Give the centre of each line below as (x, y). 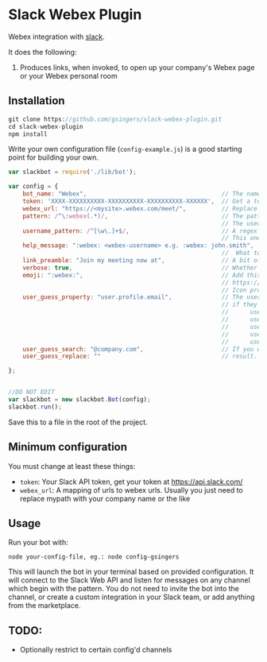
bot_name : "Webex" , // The (133, 194)
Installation (37, 101)
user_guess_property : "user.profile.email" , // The (133, 297)
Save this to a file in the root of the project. (78, 422)
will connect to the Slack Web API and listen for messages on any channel (129, 580)
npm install (28, 134)
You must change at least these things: (72, 466)
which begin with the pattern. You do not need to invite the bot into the (124, 589)
